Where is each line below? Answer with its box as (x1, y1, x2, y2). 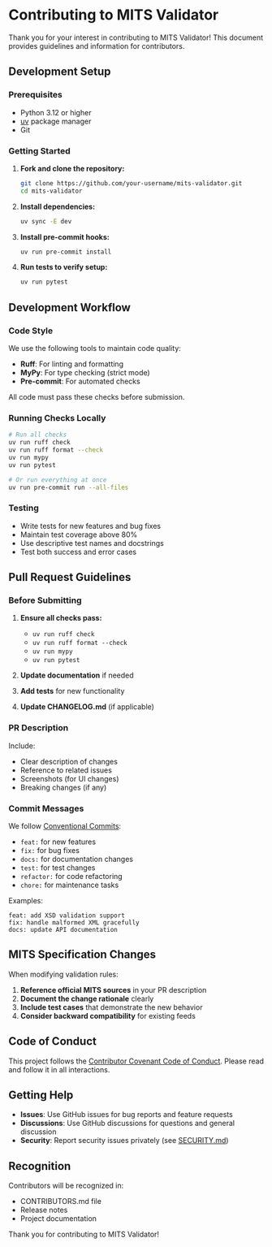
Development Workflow (8, 301, 132, 314)
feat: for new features (19, 837, 96, 846)
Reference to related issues (19, 765, 112, 775)
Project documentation (19, 1214, 97, 1223)
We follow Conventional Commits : (8, 821, 122, 830)
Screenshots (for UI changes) (19, 773, 119, 783)
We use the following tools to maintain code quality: (8, 343, 181, 353)
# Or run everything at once (8, 475, 107, 484)
